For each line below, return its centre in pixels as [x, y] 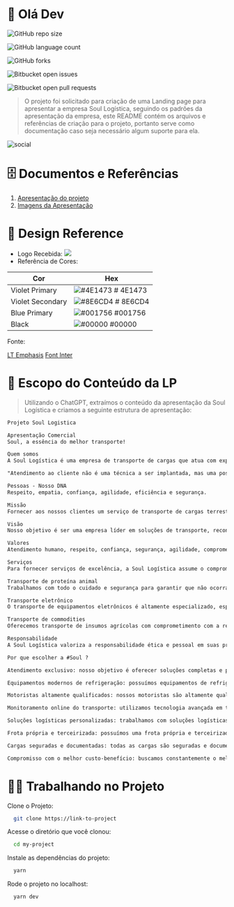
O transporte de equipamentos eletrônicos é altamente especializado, [112, 607]
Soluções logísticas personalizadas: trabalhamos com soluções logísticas [118, 721]
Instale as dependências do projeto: [58, 858]
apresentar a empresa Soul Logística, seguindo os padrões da [113, 108]
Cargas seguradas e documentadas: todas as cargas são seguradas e [107, 746]
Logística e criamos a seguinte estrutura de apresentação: [108, 410]
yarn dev [26, 897]
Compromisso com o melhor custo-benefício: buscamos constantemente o [112, 758]
